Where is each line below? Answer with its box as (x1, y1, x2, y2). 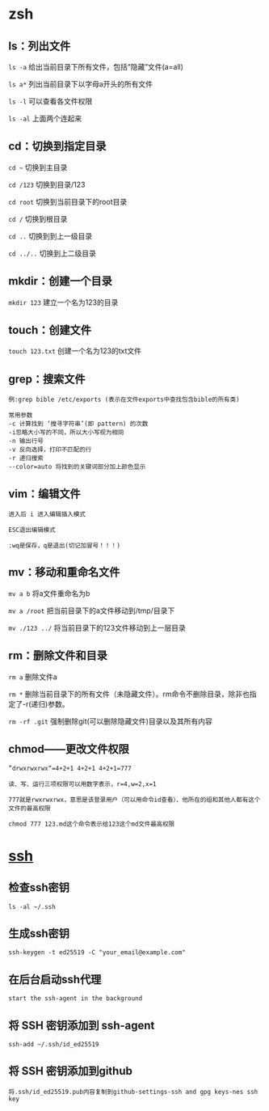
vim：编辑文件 (8, 487, 81, 501)
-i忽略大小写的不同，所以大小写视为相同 (8, 429, 124, 437)
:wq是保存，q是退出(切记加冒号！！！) (8, 542, 121, 550)
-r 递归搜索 (8, 454, 44, 463)
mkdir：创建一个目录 (8, 274, 113, 288)
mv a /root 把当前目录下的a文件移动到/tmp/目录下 (8, 606, 175, 615)
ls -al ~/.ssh (8, 902, 57, 910)
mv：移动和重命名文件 (8, 565, 120, 579)
